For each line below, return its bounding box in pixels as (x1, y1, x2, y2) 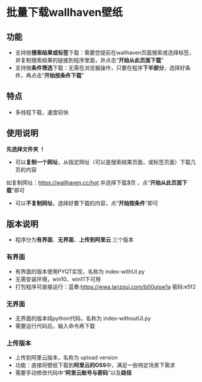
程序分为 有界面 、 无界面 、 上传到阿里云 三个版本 (15, 236, 134, 243)
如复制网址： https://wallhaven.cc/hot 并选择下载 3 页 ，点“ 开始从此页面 (6, 179, 183, 186)
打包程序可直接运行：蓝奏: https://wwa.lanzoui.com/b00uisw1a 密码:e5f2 (15, 283, 196, 290)
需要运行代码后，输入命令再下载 (15, 322, 95, 330)
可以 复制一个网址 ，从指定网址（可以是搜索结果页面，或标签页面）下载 (15, 158, 191, 165)
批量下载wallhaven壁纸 (6, 5, 123, 19)
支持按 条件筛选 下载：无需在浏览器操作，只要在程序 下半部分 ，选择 (15, 64, 180, 71)
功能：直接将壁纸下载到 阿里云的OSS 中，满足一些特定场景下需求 (15, 361, 175, 369)
